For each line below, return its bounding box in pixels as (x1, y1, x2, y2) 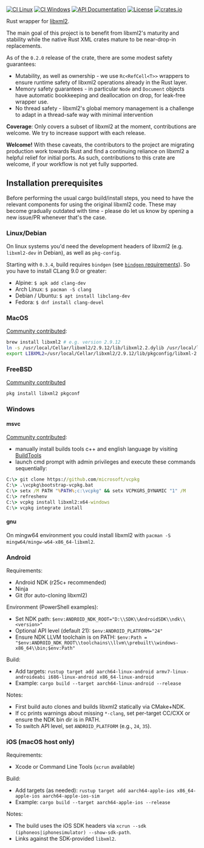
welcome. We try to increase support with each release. (6, 130, 146, 136)
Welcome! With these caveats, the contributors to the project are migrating (6, 141, 194, 148)
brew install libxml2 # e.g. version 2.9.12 (6, 339, 121, 346)
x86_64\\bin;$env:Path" (15, 645, 76, 652)
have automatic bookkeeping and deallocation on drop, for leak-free (15, 92, 186, 99)
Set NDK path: (15, 615, 51, 623)
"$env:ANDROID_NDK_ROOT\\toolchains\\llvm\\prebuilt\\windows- (15, 640, 179, 646)
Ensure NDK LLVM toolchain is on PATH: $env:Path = (15, 633, 148, 641)
